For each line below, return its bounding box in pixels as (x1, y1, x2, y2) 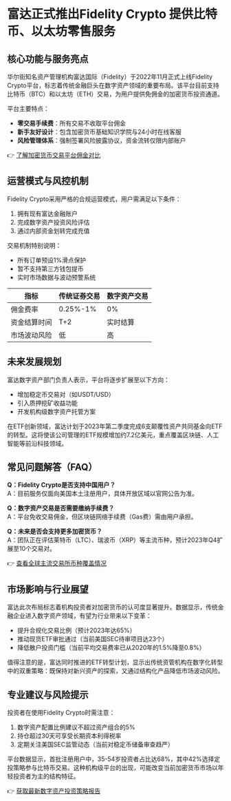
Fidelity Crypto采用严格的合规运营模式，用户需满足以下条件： (7, 194, 181, 203)
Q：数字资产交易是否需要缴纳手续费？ (7, 504, 115, 512)
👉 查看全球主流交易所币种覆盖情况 (7, 559, 107, 568)
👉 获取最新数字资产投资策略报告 (7, 787, 101, 795)
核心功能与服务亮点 (7, 53, 89, 65)
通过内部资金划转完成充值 (16, 227, 90, 235)
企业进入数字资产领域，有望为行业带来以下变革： (12, 612, 152, 620)
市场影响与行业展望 (7, 583, 89, 595)
